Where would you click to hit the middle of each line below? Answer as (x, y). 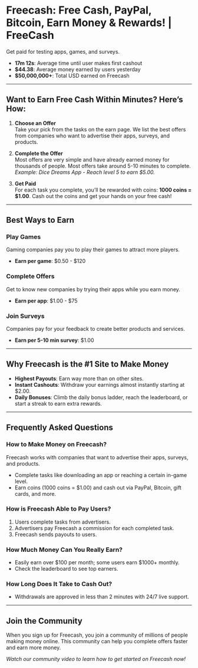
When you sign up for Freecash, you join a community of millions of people (97, 635)
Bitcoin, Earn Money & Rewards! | (89, 23)
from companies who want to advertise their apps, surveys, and (92, 136)
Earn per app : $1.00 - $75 (46, 301)
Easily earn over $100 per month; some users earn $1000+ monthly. (97, 562)
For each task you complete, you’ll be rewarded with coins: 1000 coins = (103, 190)
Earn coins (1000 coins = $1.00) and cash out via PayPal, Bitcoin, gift (98, 488)
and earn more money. (34, 648)
